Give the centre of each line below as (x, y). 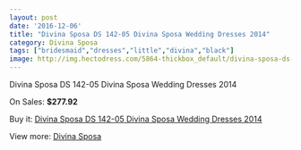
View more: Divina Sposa (56, 136)
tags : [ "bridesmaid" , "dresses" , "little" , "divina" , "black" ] (122, 51)
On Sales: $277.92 (43, 102)
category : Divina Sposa (54, 42)
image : (21, 59)
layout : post (34, 17)
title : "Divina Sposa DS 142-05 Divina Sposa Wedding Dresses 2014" (140, 34)
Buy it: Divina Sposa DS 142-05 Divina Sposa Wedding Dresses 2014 (136, 119)
